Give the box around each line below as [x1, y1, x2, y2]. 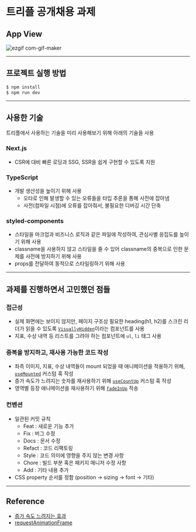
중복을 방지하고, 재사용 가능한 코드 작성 [6, 348, 109, 357]
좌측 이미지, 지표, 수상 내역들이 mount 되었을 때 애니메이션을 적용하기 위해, [14, 363, 185, 370]
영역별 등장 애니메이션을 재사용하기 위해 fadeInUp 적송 [14, 385, 139, 392]
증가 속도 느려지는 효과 [14, 513, 66, 520]
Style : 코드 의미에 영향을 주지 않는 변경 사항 [23, 451, 124, 459]
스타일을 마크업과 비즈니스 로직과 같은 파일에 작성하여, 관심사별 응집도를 [14, 231, 178, 238]
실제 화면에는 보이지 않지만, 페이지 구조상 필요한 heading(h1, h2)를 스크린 [14, 317, 183, 324]
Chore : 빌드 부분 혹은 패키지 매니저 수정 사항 [23, 459, 127, 466]
